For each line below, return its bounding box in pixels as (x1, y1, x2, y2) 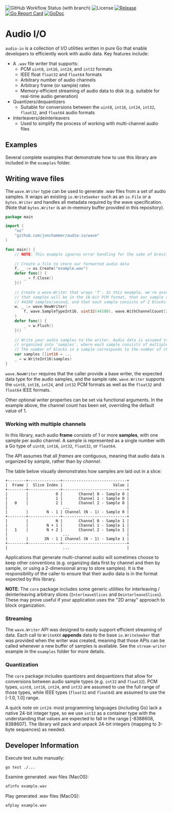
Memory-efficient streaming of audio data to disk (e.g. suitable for (20, 88, 160, 94)
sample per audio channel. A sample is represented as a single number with (5, 438, 165, 444)
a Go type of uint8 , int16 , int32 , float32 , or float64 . (5, 443, 117, 449)
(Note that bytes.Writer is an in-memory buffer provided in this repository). (5, 204, 165, 210)
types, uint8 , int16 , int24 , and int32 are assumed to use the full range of (5, 683, 160, 690)
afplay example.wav (5, 803, 47, 808)
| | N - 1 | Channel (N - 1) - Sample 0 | (5, 509, 130, 515)
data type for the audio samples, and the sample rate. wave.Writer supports (5, 376, 165, 382)
